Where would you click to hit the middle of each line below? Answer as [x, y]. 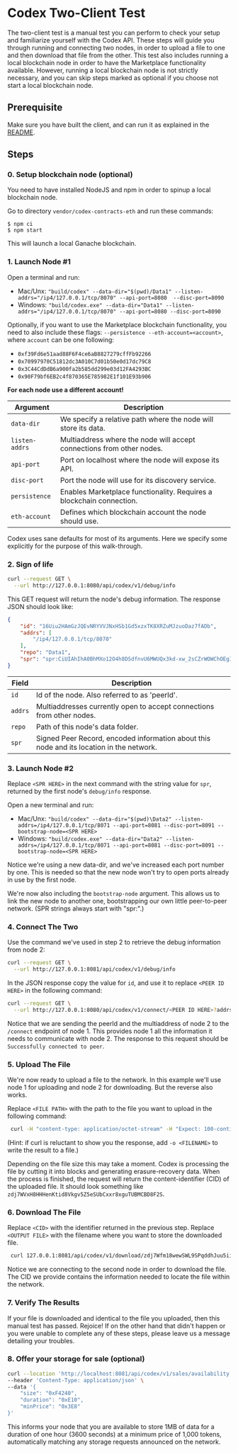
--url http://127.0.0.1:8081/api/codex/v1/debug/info [95, 969]
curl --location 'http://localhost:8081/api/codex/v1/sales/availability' [120, 1374]
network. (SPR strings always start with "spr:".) [76, 908]
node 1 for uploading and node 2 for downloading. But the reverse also [110, 1088]
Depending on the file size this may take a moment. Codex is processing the [118, 1164]
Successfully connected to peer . [56, 1046]
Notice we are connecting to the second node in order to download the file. [117, 1270]
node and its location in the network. [96, 747]
